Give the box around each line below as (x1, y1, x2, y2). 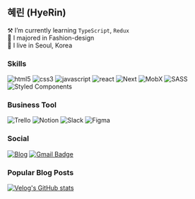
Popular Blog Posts (7, 167, 74, 177)
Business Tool (7, 100, 57, 110)
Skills (7, 59, 27, 69)
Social (7, 134, 30, 144)
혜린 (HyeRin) (7, 6, 66, 19)
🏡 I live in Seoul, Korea (7, 41, 73, 50)
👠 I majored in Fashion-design (7, 33, 95, 42)
